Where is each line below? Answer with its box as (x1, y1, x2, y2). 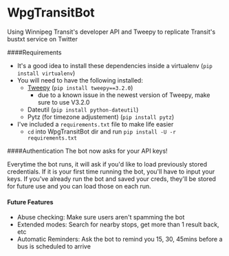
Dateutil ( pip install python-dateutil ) (27, 105, 139, 114)
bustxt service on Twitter (7, 34, 78, 43)
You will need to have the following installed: (17, 76, 143, 84)
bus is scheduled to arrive (17, 242, 91, 250)
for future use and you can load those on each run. (7, 182, 151, 190)
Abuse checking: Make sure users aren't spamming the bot (17, 213, 185, 222)
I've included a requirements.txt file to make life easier (17, 120, 174, 128)
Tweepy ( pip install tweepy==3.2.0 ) (27, 83, 133, 92)
